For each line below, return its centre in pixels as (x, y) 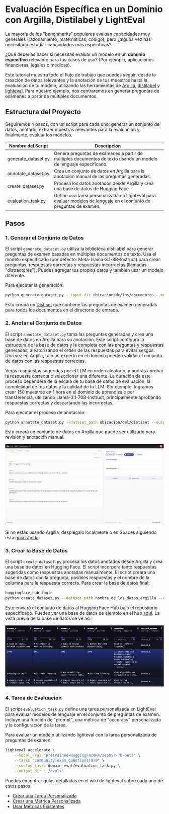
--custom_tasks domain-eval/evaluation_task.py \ (67, 766)
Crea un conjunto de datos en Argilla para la (99, 171)
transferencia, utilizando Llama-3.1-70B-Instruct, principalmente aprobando (83, 397)
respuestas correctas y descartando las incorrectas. (60, 402)
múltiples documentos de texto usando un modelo (106, 158)
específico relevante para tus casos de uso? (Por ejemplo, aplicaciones (80, 59)
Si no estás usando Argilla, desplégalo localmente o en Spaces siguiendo (81, 532)
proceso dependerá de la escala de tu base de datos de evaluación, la (78, 381)
